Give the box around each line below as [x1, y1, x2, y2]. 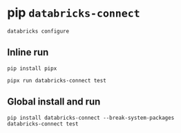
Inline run [7, 46, 49, 58]
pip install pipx [7, 64, 57, 72]
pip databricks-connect [7, 5, 140, 21]
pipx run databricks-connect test [7, 77, 107, 84]
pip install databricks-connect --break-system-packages [7, 114, 175, 121]
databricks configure [7, 28, 70, 35]
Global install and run [7, 96, 101, 108]
